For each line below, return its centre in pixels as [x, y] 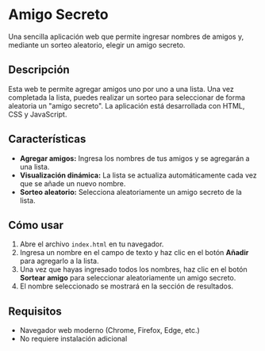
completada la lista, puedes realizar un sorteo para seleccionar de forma [127, 97]
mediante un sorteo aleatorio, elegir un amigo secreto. [97, 44]
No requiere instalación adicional [73, 339]
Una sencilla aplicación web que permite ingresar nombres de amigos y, [126, 36]
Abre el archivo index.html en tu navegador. [92, 244]
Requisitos [35, 311]
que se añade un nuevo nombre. [73, 183]
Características [47, 139]
